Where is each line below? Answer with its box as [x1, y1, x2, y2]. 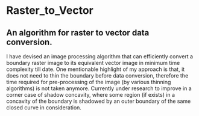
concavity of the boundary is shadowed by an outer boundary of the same [6, 97, 191, 105]
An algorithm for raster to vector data [6, 28, 150, 38]
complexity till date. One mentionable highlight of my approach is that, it [6, 66, 185, 73]
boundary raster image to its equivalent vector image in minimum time [6, 60, 180, 66]
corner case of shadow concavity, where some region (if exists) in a [6, 91, 175, 98]
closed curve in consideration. [6, 104, 81, 111]
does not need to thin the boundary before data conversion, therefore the [6, 72, 189, 79]
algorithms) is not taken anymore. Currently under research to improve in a [6, 85, 192, 92]
